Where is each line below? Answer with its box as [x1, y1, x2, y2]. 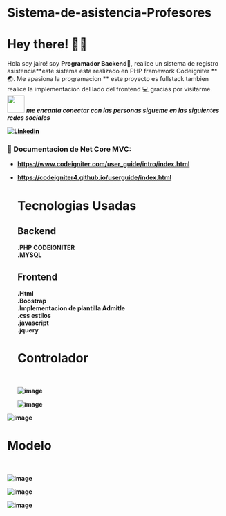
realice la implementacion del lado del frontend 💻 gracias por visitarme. [7, 85, 213, 94]
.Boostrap [17, 296, 47, 305]
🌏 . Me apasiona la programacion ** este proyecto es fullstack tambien [7, 75, 209, 83]
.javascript [17, 319, 50, 327]
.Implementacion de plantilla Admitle [17, 304, 126, 312]
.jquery [17, 326, 39, 335]
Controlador [17, 350, 88, 366]
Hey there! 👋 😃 [7, 37, 88, 53]
